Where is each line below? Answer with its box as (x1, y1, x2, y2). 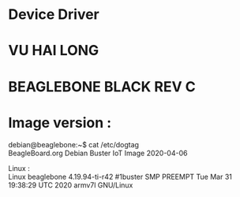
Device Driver (8, 6, 100, 24)
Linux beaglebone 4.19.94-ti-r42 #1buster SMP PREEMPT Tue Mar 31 (8, 172, 233, 181)
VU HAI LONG (8, 42, 99, 60)
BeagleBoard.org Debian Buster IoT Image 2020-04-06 (8, 148, 188, 158)
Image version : (8, 113, 112, 132)
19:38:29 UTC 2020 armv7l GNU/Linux (8, 180, 133, 190)
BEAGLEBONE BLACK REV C (8, 77, 196, 95)
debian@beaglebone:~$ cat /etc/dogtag (8, 139, 140, 149)
